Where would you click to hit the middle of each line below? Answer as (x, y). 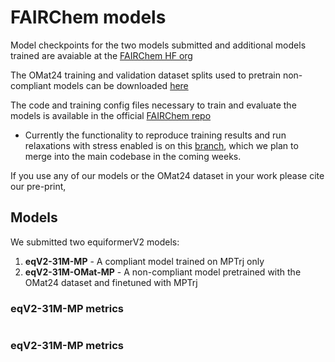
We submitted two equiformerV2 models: (95, 242)
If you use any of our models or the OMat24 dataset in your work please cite (167, 175)
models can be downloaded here (121, 85)
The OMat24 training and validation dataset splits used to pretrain (145, 75)
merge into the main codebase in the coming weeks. (133, 156)
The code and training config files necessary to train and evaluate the (153, 105)
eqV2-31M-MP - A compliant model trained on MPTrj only (144, 261)
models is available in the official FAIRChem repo (111, 115)
